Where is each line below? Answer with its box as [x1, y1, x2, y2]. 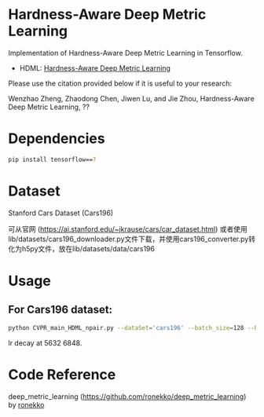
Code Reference [8, 365, 116, 383]
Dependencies [8, 130, 105, 148]
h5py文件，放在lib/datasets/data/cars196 [21, 243, 156, 253]
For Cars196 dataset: [8, 303, 112, 316]
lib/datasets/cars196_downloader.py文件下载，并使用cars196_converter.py [8, 234, 249, 243]
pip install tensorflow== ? [8, 155, 97, 163]
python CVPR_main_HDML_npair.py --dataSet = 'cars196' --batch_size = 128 [8, 324, 244, 331]
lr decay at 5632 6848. [8, 338, 82, 347]
